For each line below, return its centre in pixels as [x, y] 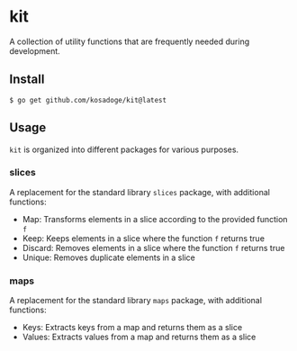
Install [27, 80]
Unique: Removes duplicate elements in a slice [108, 257]
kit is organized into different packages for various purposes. [124, 149]
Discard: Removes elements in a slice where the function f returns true [153, 247]
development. [35, 50]
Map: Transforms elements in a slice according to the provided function [155, 219]
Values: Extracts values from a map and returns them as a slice [139, 337]
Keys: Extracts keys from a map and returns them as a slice [132, 328]
